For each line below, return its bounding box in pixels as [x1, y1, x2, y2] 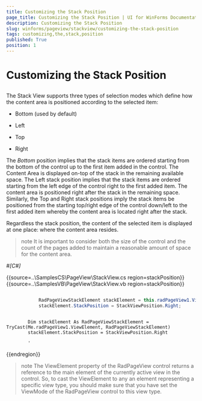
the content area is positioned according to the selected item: [6, 99, 159, 106]
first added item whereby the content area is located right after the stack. [6, 208, 188, 216]
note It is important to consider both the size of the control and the [20, 238, 186, 245]
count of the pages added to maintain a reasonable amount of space [20, 244, 191, 252]
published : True [6, 37, 47, 43]
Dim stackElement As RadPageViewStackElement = [28, 319, 149, 325]
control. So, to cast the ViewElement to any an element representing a [20, 375, 194, 382]
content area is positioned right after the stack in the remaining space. [6, 189, 180, 196]
